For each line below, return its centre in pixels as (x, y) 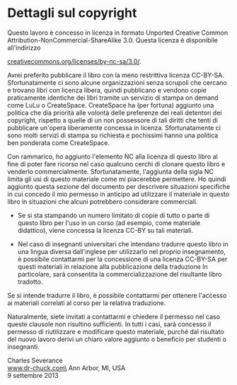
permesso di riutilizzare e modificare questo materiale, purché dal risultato (116, 331)
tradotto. (30, 282)
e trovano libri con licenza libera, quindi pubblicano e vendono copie (107, 90)
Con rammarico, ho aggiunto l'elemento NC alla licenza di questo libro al (112, 156)
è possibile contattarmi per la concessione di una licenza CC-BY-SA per (122, 259)
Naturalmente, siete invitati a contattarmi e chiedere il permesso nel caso (114, 316)
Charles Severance (35, 360)
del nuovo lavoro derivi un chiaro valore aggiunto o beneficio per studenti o (117, 339)
